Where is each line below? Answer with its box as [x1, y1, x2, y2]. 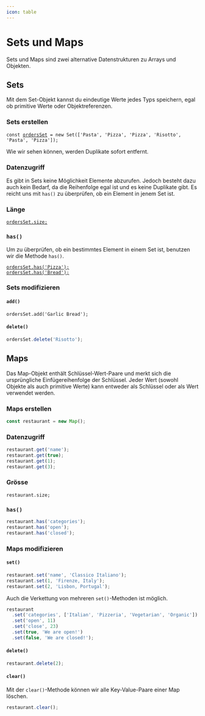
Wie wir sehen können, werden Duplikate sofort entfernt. [6, 147, 149, 155]
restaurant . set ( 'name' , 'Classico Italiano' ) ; [6, 572, 127, 578]
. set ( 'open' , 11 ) [12, 617, 56, 624]
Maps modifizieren [6, 544, 63, 553]
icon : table [6, 9, 37, 15]
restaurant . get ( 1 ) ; [6, 458, 56, 464]
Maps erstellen [6, 405, 52, 413]
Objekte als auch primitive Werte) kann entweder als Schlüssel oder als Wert [6, 382, 199, 390]
